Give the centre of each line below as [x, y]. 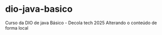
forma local [17, 28]
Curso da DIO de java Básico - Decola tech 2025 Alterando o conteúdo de [81, 23]
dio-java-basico [39, 9]
